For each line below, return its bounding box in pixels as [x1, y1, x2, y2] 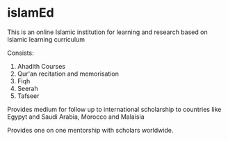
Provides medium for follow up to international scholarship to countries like [7, 105, 222, 113]
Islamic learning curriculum [7, 35, 85, 43]
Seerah [17, 84, 38, 92]
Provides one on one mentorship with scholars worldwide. [7, 126, 174, 134]
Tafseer [17, 92, 40, 100]
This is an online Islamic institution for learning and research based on [7, 28, 208, 36]
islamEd [7, 5, 54, 21]
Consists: [7, 49, 34, 57]
